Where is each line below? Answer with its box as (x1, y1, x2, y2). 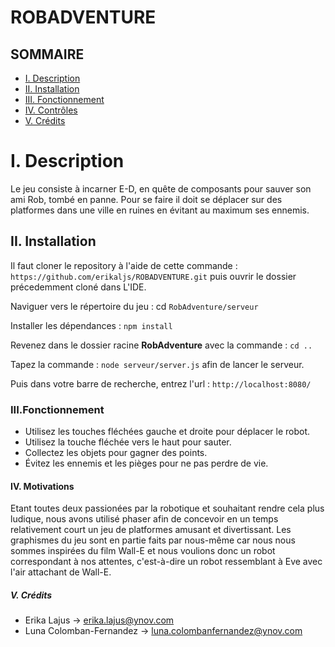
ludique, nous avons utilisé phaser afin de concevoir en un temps (10, 513, 279, 525)
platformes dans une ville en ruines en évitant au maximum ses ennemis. (10, 204, 310, 216)
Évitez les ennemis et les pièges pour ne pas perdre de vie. (24, 457, 269, 470)
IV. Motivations (10, 480, 75, 492)
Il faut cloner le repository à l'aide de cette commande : (10, 259, 238, 271)
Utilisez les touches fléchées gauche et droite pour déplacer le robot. (24, 426, 311, 438)
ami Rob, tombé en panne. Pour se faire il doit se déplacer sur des (10, 193, 283, 205)
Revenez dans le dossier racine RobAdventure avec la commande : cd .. (10, 339, 313, 351)
